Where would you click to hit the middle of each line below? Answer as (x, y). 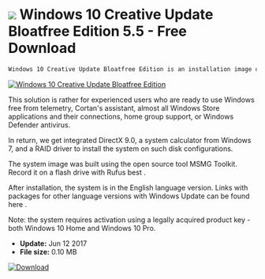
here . (18, 204)
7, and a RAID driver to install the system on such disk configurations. (121, 149)
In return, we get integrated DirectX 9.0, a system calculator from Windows (130, 140)
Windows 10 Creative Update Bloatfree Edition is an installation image (130, 69)
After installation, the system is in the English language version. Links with (128, 187)
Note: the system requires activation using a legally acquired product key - (129, 220)
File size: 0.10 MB (48, 251)
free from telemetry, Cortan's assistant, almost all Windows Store (114, 107)
